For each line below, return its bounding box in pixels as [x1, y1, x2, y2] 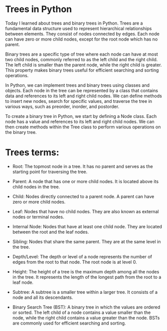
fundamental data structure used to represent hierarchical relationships [5, 25, 152, 31]
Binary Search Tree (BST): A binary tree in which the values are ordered [12, 304, 160, 310]
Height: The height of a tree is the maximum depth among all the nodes [12, 268, 159, 274]
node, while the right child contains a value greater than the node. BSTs [12, 314, 160, 320]
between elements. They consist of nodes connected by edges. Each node [5, 31, 160, 37]
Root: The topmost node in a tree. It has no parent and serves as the [12, 163, 153, 169]
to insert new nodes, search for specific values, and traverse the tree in [5, 98, 152, 104]
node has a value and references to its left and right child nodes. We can [5, 118, 155, 124]
